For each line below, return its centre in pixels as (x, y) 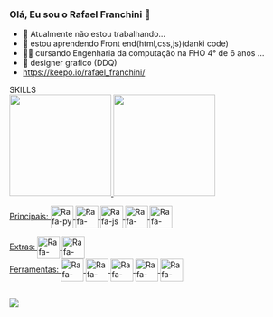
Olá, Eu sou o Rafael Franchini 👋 (80, 14)
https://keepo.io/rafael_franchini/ (84, 72)
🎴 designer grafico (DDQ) (70, 63)
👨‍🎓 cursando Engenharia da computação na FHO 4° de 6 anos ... (143, 53)
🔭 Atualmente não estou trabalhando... (94, 34)
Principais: (29, 217)
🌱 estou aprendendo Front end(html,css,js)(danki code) (125, 43)
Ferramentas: (34, 269)
